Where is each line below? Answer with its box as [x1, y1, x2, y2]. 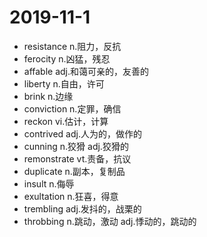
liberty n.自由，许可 [23, 77, 105, 90]
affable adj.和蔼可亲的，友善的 [23, 65, 150, 77]
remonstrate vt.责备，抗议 [23, 152, 132, 165]
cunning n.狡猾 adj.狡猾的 [23, 140, 129, 152]
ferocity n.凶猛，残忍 [23, 52, 111, 65]
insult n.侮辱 [23, 177, 75, 190]
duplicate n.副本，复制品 [23, 165, 126, 177]
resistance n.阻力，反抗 [23, 40, 122, 52]
